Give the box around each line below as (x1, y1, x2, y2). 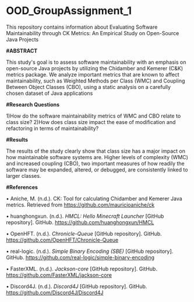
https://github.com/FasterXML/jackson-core (6, 271, 112, 279)
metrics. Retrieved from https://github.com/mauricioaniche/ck (6, 201, 155, 208)
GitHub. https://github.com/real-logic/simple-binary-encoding (6, 253, 155, 261)
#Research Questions (6, 101, 60, 108)
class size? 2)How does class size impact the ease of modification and (6, 118, 176, 125)
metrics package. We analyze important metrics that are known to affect (6, 71, 179, 78)
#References (6, 183, 38, 191)
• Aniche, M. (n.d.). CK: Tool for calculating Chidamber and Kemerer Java (6, 195, 182, 202)
